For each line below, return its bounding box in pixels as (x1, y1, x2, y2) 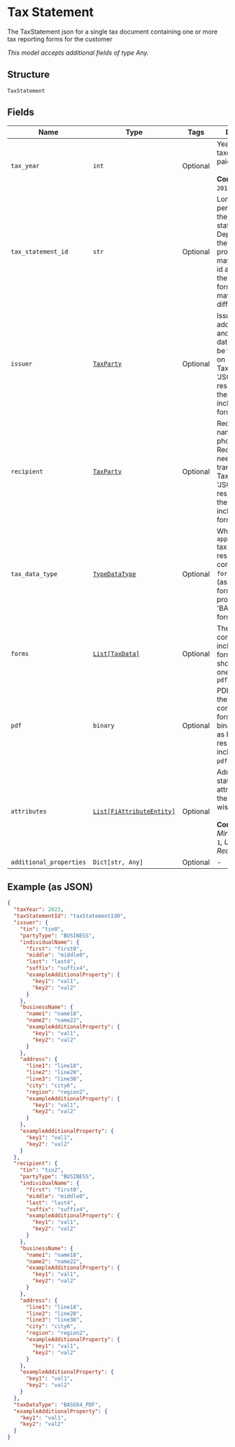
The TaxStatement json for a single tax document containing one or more (7, 27, 218, 36)
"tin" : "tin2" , (20, 1167, 64, 1174)
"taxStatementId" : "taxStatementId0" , (13, 912, 127, 920)
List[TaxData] (92, 650, 140, 657)
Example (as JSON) (7, 881, 93, 893)
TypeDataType (92, 570, 136, 578)
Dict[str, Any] (92, 858, 143, 866)
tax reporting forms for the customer (7, 34, 113, 43)
